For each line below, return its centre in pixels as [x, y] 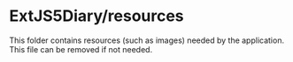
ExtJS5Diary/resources [96, 16]
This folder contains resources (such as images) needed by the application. [147, 40]
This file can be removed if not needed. [81, 49]
